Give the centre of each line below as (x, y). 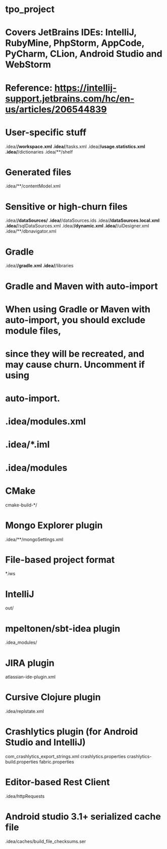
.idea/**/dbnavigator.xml (31, 231)
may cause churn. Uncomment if (75, 364)
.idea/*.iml (27, 444)
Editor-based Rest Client (58, 782)
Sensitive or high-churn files (66, 206)
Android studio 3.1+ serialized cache (83, 817)
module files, (33, 331)
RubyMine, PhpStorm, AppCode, (75, 43)
